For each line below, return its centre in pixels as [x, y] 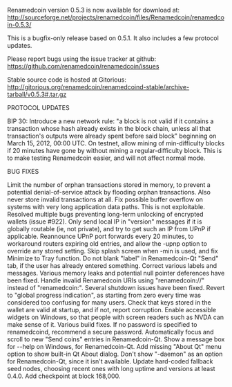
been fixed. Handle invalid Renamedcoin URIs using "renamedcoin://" [106, 280]
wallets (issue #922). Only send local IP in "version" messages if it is [105, 222]
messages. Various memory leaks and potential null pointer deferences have [116, 273]
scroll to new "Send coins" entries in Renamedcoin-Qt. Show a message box [116, 339]
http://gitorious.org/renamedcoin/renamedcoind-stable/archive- [98, 87]
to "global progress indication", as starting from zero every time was [104, 295]
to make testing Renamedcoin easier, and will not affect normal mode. [106, 158]
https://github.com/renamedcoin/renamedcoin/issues [83, 66]
